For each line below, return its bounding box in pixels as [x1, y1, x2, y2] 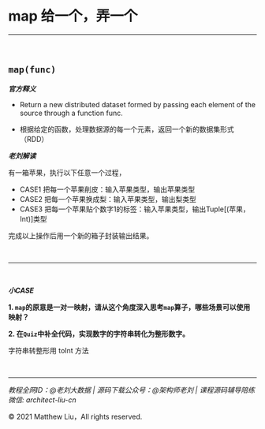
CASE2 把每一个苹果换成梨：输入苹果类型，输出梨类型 [19, 194, 197, 203]
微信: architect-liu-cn [8, 395, 77, 405]
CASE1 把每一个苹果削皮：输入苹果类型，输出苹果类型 [19, 185, 196, 194]
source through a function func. [19, 108, 124, 118]
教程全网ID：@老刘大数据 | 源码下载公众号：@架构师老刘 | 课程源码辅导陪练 [8, 385, 255, 394]
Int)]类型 [19, 214, 47, 223]
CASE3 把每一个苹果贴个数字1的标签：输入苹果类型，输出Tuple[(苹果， [19, 204, 250, 214]
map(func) [8, 64, 57, 76]
